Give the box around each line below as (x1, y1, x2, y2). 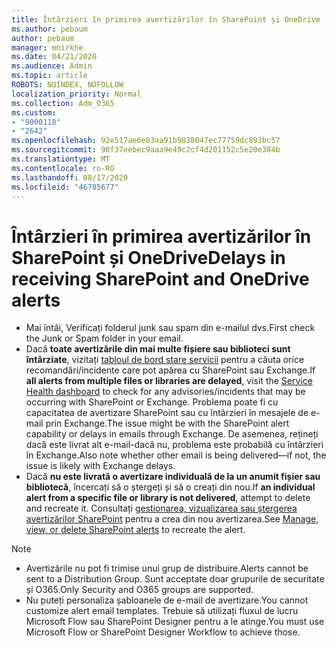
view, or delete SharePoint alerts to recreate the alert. (25, 524, 246, 536)
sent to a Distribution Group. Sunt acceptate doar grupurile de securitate (25, 573, 325, 585)
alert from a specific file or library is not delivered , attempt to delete (25, 492, 311, 504)
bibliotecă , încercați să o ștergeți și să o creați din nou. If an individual (25, 481, 316, 493)
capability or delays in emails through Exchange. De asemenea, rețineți (25, 428, 319, 440)
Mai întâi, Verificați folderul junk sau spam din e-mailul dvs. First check (25, 322, 316, 334)
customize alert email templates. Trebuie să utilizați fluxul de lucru (25, 605, 299, 617)
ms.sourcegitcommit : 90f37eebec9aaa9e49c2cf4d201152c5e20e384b (11, 145, 281, 155)
